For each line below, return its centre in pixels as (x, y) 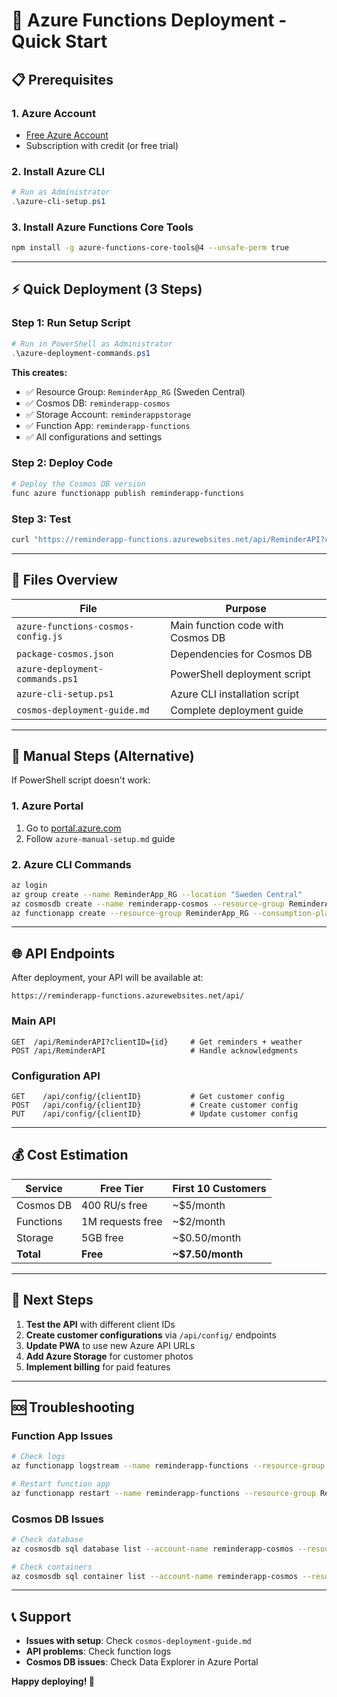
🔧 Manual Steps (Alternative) (103, 755)
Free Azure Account (67, 135)
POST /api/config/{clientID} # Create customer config (155, 1105)
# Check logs (38, 1457)
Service (44, 1188)
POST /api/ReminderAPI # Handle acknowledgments (155, 1050)
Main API (33, 1021)
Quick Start (59, 41)
